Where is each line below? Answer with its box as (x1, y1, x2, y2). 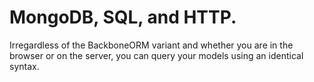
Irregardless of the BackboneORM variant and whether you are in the (9, 39, 294, 51)
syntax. (9, 60, 40, 72)
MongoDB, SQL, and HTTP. (9, 6, 237, 29)
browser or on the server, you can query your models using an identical (9, 49, 304, 61)
